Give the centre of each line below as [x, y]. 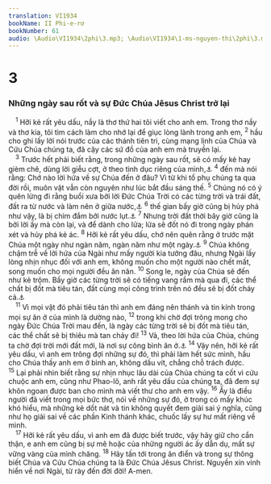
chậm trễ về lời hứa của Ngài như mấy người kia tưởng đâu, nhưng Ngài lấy [132, 253]
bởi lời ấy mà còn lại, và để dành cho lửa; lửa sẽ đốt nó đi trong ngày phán [131, 225]
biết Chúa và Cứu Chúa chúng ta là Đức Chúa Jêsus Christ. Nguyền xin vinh [134, 462]
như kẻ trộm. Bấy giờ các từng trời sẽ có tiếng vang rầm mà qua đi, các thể [132, 280]
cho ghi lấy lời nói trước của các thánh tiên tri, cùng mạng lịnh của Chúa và [132, 141]
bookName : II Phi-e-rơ [46, 23]
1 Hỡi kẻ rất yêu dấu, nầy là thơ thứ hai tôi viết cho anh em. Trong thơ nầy [136, 122]
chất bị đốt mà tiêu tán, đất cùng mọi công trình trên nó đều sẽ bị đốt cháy [132, 289]
